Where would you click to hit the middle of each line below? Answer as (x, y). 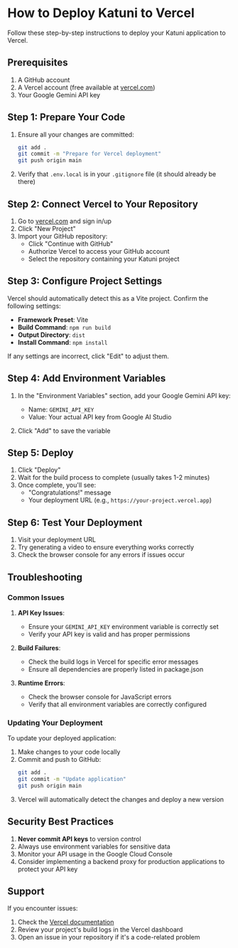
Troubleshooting (45, 577)
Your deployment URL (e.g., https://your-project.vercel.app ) (120, 500)
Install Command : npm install (63, 342)
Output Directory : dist (51, 335)
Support (26, 892)
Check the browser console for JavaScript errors (100, 696)
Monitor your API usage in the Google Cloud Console (95, 853)
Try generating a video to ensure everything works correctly (106, 547)
